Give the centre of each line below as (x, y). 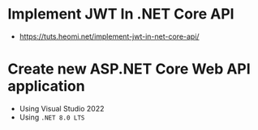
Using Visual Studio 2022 (62, 108)
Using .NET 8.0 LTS (52, 117)
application (47, 86)
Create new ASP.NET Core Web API (129, 69)
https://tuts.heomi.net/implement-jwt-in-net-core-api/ (109, 36)
